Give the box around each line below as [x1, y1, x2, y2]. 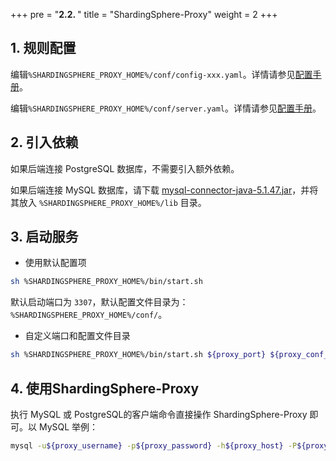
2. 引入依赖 [10, 134, 79, 151]
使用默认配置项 [24, 257, 87, 269]
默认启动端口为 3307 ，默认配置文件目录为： [10, 296, 189, 308]
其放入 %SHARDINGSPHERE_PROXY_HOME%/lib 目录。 [10, 196, 207, 208]
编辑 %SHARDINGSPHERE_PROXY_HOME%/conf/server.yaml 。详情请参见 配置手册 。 [10, 102, 322, 114]
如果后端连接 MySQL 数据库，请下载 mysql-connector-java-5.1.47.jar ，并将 [10, 184, 319, 196]
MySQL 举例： [38, 421, 99, 433]
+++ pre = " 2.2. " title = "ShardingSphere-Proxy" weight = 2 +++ [10, 9, 278, 20]
